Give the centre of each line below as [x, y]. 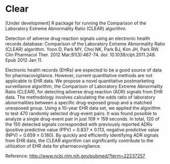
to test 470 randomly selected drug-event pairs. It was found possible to [81, 113]
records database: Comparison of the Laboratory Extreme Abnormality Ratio [85, 43]
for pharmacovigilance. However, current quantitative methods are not [79, 75]
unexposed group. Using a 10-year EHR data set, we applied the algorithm [83, 108]
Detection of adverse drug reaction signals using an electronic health [78, 38]
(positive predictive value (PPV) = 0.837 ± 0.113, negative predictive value [82, 130]
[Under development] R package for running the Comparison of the [76, 23]
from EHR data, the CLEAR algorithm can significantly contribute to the [79, 140]
